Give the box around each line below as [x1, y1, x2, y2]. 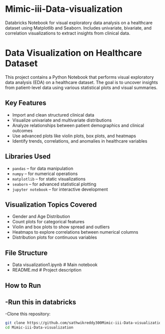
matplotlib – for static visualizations [12, 176, 86, 182]
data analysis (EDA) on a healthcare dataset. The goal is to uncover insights [5, 79, 158, 85]
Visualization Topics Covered [5, 200, 97, 209]
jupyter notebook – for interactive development [12, 186, 108, 192]
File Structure [5, 248, 48, 257]
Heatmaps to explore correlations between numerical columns [12, 229, 138, 235]
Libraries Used [5, 152, 51, 161]
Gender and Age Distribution [12, 213, 70, 219]
